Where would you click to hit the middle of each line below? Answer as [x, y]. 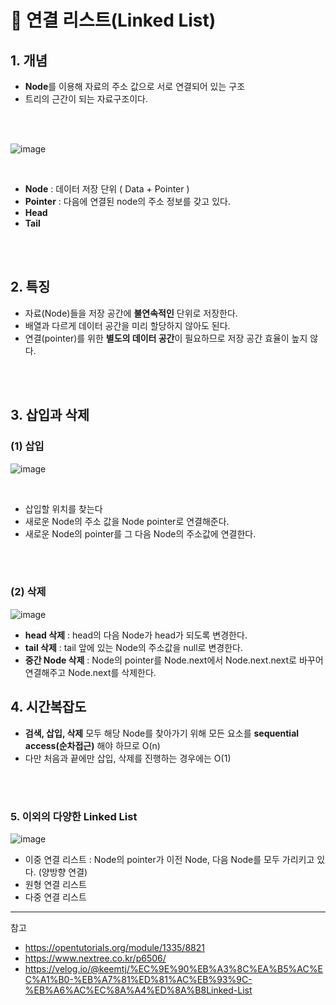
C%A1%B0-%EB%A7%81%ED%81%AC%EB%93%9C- [138, 979]
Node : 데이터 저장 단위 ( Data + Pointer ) [107, 189]
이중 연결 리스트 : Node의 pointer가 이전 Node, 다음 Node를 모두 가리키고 [169, 859]
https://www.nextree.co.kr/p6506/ [95, 958]
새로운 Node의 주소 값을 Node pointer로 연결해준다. [127, 521]
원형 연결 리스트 [55, 884]
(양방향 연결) [63, 872]
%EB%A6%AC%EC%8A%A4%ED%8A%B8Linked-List [138, 990]
